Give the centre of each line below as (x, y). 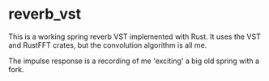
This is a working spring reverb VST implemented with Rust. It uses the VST (134, 36)
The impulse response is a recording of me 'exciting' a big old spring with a (134, 61)
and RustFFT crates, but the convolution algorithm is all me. (108, 45)
